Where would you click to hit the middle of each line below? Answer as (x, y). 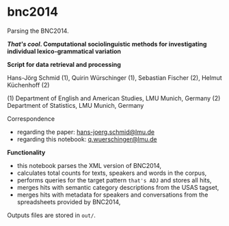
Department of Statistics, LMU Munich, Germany (76, 105)
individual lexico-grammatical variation (64, 51)
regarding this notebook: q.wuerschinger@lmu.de (87, 139)
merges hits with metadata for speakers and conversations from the (112, 195)
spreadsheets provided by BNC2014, (69, 201)
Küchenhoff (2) (28, 85)
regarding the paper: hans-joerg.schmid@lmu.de (86, 132)
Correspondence (31, 118)
